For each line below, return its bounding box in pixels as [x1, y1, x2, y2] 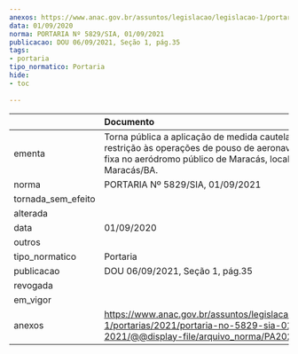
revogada [13, 279, 53, 291]
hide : [9, 71, 29, 80]
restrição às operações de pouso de [104, 141, 255, 153]
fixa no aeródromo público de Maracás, [104, 153, 268, 165]
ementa [13, 147, 46, 160]
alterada [13, 207, 49, 219]
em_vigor [13, 294, 51, 306]
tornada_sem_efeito [13, 193, 96, 205]
